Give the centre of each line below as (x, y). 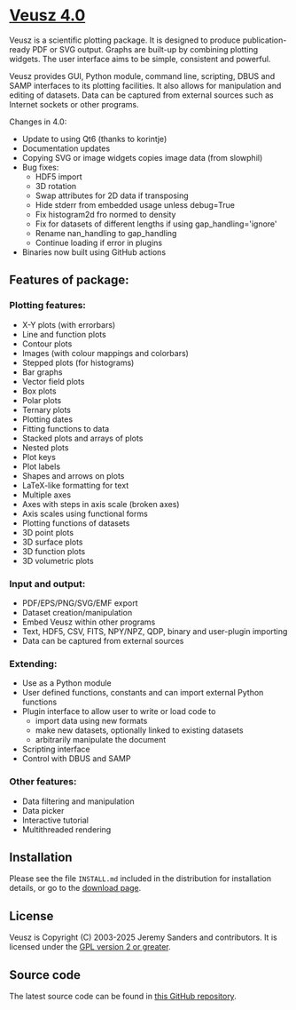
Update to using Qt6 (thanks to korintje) (94, 139)
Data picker (43, 810)
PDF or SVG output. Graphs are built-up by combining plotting (145, 49)
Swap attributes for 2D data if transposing (112, 195)
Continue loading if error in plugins (98, 243)
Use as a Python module (67, 683)
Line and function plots (64, 334)
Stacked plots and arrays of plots (82, 438)
